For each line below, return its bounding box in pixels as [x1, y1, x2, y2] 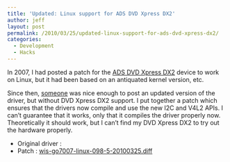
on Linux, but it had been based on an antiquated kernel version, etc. [7, 75, 204, 83]
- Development [13, 42, 54, 49]
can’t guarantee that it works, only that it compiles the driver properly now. [7, 111, 221, 119]
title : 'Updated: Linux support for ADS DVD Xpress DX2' [7, 10, 176, 17]
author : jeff [7, 17, 45, 24]
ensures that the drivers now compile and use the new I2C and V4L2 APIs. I [7, 104, 224, 112]
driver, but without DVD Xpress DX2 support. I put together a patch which [7, 96, 217, 104]
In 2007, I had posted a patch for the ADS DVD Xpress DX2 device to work [7, 67, 220, 76]
